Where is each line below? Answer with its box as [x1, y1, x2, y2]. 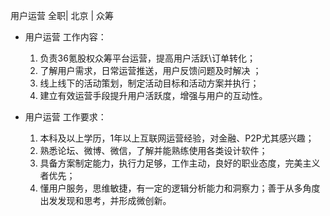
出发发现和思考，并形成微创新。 [39, 195, 172, 206]
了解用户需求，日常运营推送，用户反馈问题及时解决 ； [39, 65, 262, 76]
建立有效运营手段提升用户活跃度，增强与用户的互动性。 [39, 90, 268, 101]
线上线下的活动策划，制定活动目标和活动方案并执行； [39, 77, 260, 89]
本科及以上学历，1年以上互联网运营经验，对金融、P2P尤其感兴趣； [39, 132, 315, 144]
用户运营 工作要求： [24, 111, 107, 123]
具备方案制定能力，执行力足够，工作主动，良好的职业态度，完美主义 [39, 157, 321, 169]
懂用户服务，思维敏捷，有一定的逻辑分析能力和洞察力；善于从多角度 [39, 182, 321, 194]
